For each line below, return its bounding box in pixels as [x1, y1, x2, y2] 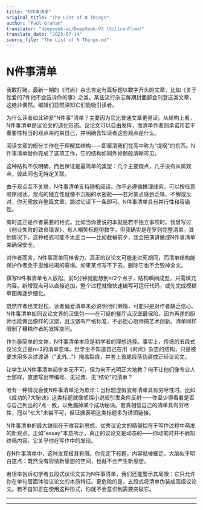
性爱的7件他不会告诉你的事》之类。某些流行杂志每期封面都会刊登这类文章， [6, 93, 195, 100]
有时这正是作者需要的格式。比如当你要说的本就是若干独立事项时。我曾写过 [6, 218, 192, 226]
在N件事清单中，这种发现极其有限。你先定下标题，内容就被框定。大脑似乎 [6, 450, 190, 457]
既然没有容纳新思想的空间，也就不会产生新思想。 [27, 457, 149, 465]
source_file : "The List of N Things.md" [6, 37, 110, 43]
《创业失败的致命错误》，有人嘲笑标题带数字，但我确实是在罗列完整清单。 [6, 226, 189, 233]
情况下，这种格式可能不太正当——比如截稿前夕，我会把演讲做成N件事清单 [11, 234, 196, 241]
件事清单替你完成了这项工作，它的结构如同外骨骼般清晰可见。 [6, 149, 160, 157]
